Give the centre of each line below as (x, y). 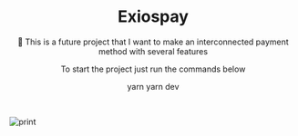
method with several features (153, 51)
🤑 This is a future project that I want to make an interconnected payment (153, 42)
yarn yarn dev (153, 86)
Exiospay (153, 17)
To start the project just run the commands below (153, 69)
